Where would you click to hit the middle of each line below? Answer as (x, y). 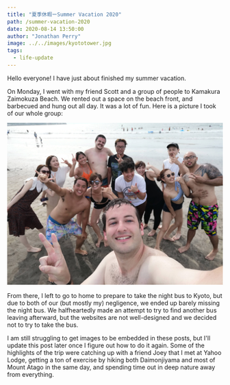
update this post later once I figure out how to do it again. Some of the (106, 345)
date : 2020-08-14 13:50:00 (46, 29)
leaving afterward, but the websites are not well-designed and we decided (112, 317)
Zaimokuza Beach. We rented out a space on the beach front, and (100, 99)
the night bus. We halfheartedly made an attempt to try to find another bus (112, 310)
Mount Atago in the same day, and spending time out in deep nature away (111, 367)
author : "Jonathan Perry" (44, 36)
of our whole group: (35, 113)
